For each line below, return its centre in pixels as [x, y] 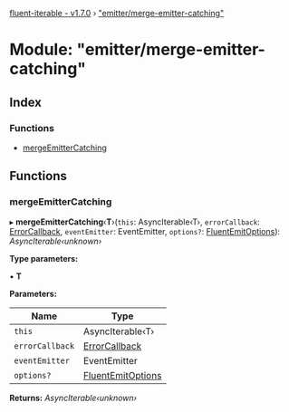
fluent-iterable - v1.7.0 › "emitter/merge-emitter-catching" [117, 13]
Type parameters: [44, 258]
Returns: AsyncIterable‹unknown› [73, 398]
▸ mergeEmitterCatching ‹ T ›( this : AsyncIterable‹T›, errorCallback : [135, 222]
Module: [41, 50]
